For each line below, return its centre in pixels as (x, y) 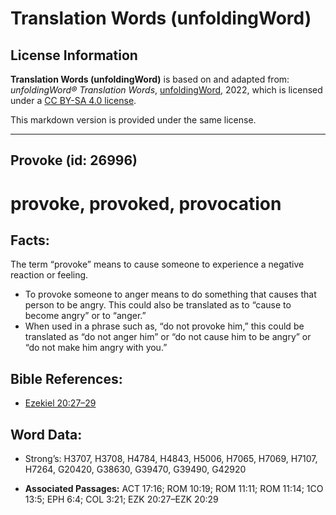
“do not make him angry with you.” (96, 348)
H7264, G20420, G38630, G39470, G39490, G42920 (135, 469)
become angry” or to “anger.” (85, 316)
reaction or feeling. (49, 275)
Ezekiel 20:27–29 (60, 403)
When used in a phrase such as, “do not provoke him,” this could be (164, 326)
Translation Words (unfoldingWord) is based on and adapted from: (150, 79)
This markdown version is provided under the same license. (133, 120)
